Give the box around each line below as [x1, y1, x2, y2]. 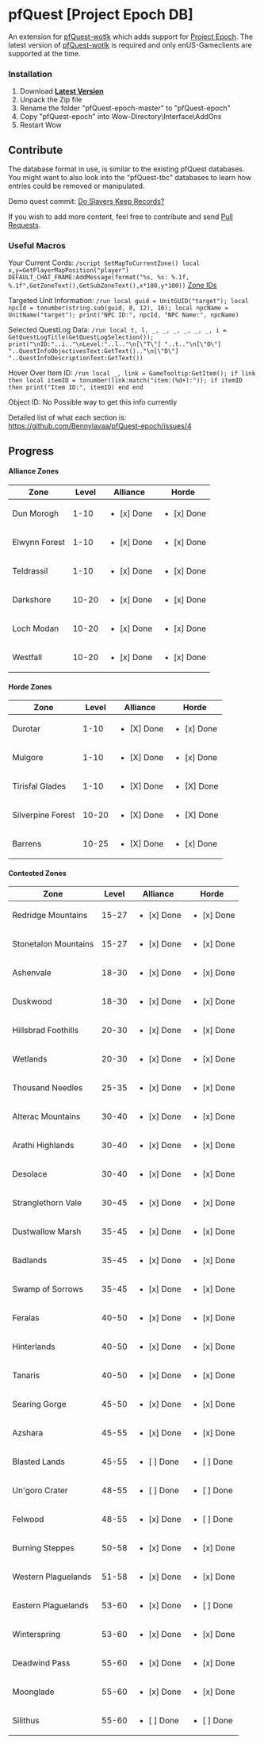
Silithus [12, 1715, 40, 1727]
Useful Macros [8, 240, 66, 251]
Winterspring [12, 1629, 61, 1640]
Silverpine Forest [12, 809, 75, 820]
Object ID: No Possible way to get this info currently [8, 398, 177, 407]
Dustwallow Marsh [12, 1226, 82, 1237]
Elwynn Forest [12, 536, 65, 547]
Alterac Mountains [12, 1111, 81, 1122]
